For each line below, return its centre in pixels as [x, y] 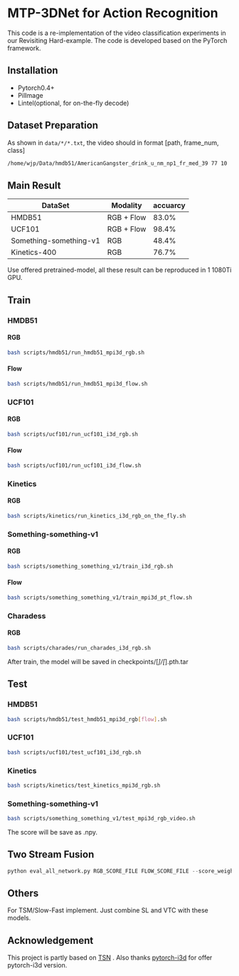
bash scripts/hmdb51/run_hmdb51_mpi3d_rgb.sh [76, 352]
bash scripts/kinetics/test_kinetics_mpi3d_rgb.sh [84, 785]
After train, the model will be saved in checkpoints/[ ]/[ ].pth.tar [98, 661]
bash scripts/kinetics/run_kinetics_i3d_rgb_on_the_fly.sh [97, 515]
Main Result [34, 185]
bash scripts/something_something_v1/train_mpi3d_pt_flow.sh [100, 598]
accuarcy [169, 206]
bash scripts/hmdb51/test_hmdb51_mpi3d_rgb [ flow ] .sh [87, 719]
